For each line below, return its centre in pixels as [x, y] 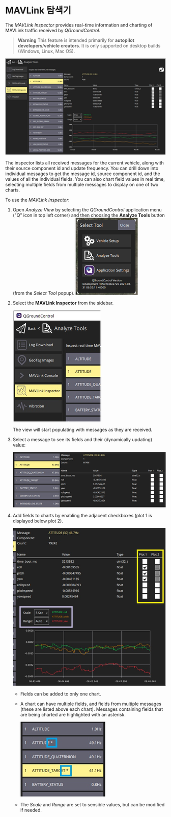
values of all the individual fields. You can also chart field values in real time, [85, 179]
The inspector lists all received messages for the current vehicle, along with [85, 163]
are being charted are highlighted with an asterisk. [73, 714]
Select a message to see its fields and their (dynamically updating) [82, 440]
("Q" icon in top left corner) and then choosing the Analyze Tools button [89, 215]
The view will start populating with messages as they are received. [82, 430]
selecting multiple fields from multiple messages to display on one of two [82, 185]
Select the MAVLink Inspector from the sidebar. [63, 303]
